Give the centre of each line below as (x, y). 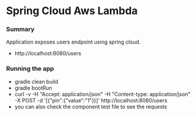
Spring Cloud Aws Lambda (72, 11)
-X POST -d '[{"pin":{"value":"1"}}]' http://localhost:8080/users (91, 100)
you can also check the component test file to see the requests (91, 107)
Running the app (30, 69)
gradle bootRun (33, 88)
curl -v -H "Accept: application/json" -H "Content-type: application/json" (102, 94)
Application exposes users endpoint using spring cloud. (73, 42)
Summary (21, 29)
